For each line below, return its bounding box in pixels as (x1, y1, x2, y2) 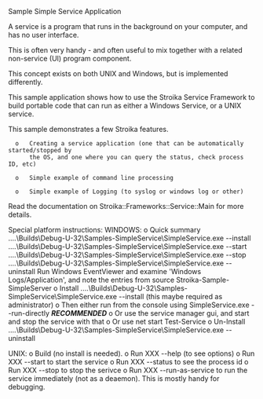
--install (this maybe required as (119, 292, 223, 301)
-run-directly (8, 309, 49, 317)
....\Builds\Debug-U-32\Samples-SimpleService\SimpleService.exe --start (8, 242, 247, 251)
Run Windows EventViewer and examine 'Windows (36, 267, 202, 276)
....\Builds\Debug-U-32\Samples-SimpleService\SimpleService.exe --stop (8, 251, 247, 259)
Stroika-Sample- (176, 275, 230, 284)
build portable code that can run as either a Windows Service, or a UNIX (8, 101, 242, 110)
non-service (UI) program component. (8, 54, 132, 63)
